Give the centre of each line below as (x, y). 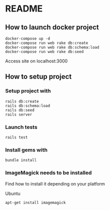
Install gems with (26, 149)
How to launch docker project (52, 27)
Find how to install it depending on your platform (55, 183)
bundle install (21, 160)
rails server (19, 114)
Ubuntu (13, 193)
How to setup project (38, 77)
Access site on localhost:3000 (36, 61)
